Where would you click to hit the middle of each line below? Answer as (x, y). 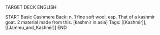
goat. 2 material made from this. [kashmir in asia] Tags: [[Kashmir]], (76, 22)
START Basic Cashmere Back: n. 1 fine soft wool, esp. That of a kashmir (80, 17)
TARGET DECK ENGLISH (31, 7)
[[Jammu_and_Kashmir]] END (36, 27)
